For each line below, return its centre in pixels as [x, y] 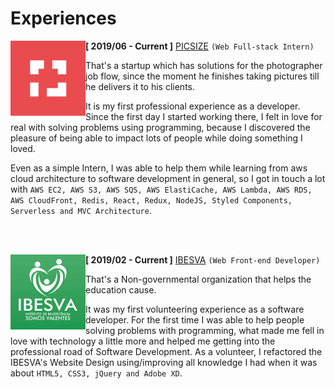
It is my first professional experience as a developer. [193, 106]
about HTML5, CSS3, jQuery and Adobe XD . [96, 373]
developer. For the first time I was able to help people [195, 319]
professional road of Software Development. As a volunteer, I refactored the [166, 351]
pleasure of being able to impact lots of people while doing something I [156, 138]
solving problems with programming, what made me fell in [205, 330]
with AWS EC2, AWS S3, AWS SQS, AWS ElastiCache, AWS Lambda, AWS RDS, [161, 189]
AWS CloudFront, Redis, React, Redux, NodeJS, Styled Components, [151, 200]
